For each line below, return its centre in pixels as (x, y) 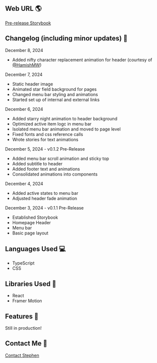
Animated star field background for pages (54, 89)
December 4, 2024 (24, 183)
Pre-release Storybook (28, 23)
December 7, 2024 (24, 74)
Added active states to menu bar (45, 193)
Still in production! (23, 328)
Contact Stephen (22, 355)
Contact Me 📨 (26, 344)
